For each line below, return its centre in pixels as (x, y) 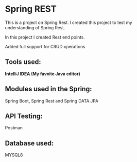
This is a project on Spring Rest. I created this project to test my (69, 22)
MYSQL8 (14, 155)
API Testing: (24, 116)
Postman (14, 128)
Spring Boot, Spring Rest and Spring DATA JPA (52, 101)
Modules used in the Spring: (49, 89)
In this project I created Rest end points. (45, 37)
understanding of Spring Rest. (35, 27)
